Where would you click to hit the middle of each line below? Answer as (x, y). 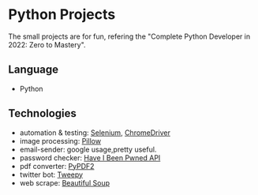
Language (34, 70)
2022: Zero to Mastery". (47, 44)
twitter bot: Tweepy (51, 174)
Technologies (43, 113)
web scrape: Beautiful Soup (65, 182)
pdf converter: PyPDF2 (57, 166)
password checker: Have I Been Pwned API (90, 157)
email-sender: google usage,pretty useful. (88, 149)
